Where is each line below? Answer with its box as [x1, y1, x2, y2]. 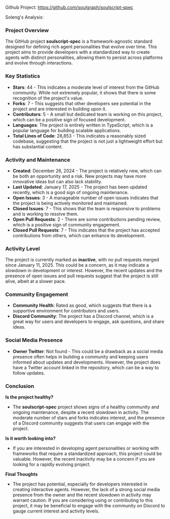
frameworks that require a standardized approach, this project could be [12, 450, 162, 457]
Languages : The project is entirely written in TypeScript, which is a [12, 122, 153, 128]
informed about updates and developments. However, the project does [12, 359, 161, 365]
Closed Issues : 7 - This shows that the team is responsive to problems [12, 205, 161, 211]
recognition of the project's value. [12, 95, 84, 101]
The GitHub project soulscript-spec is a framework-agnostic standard [5, 38, 153, 45]
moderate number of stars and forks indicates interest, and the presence [12, 415, 165, 421]
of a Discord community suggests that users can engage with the [12, 420, 150, 426]
